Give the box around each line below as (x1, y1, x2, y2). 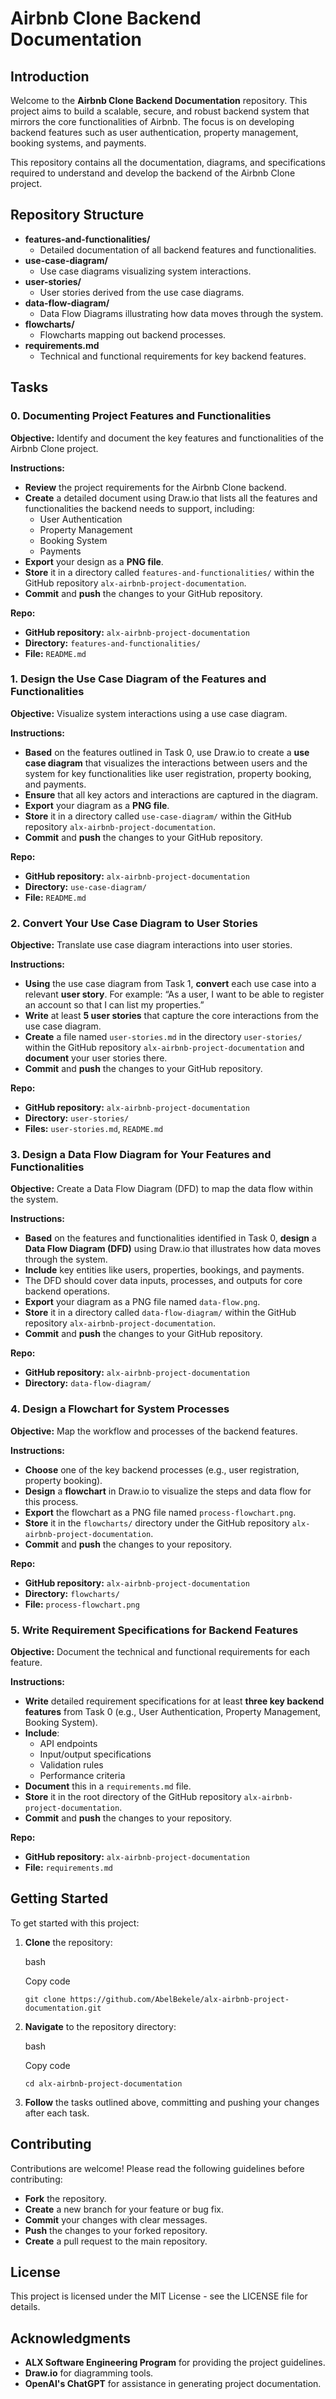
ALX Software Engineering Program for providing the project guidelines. (24, 2357, 326, 2369)
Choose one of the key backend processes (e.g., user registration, (24, 1463, 300, 1476)
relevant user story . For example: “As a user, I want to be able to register (24, 988, 325, 1001)
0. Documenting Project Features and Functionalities (10, 409, 272, 423)
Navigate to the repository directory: (24, 2020, 177, 2032)
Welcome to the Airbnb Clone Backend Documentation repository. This (10, 95, 308, 106)
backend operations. (24, 1285, 110, 1297)
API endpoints (39, 1737, 98, 1749)
